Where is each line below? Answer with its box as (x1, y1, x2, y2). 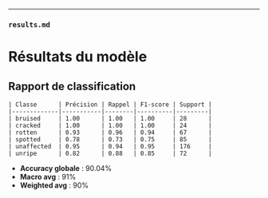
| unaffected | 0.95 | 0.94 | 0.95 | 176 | (8, 142, 213, 150)
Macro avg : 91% (19, 172, 77, 181)
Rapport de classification (8, 79, 136, 93)
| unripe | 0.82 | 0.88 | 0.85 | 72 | (8, 149, 213, 157)
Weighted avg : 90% (19, 180, 89, 190)
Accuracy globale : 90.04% (19, 163, 112, 172)
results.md (8, 20, 50, 29)
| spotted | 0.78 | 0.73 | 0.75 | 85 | (8, 135, 213, 144)
